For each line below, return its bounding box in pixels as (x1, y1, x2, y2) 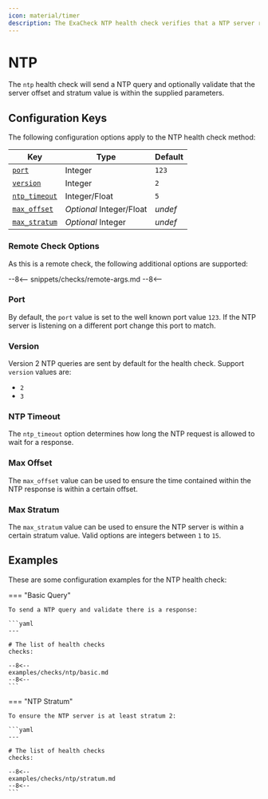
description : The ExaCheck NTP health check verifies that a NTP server (8, 19, 255, 27)
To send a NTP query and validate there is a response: (8, 605, 198, 614)
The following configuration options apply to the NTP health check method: (8, 132, 256, 142)
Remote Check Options (8, 241, 100, 252)
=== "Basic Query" (8, 590, 72, 600)
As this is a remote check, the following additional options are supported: (8, 258, 249, 268)
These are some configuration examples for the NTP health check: (8, 575, 227, 584)
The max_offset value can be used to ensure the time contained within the (8, 475, 251, 485)
